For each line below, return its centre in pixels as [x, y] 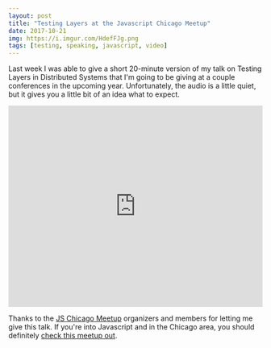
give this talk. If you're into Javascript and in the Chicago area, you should [131, 327]
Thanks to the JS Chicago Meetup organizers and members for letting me [131, 318]
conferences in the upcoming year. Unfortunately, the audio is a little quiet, [132, 86]
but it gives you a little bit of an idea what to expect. [94, 94]
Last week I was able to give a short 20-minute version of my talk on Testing [135, 68]
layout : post [30, 16]
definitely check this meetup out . [63, 336]
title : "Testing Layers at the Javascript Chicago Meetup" [110, 23]
